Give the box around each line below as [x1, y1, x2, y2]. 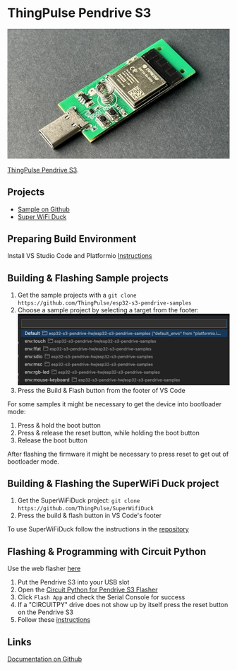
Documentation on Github [7, 655, 83, 664]
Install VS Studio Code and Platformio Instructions [7, 252, 152, 260]
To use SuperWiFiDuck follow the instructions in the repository [7, 525, 189, 534]
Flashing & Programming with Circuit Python [7, 546, 207, 558]
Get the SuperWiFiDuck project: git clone [17, 496, 140, 505]
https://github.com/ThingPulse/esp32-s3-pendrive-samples [17, 300, 192, 307]
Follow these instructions [17, 616, 90, 624]
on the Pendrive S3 [17, 608, 74, 616]
